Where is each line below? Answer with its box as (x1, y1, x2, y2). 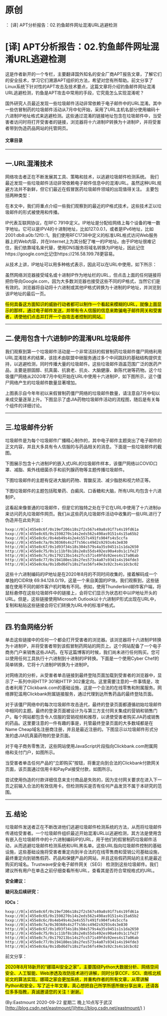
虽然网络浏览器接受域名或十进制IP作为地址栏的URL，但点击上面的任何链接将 (5, 272, 162, 278)
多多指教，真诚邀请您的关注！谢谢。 (9, 989, 83, 995)
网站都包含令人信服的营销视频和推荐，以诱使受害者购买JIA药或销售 (22, 714, 160, 720)
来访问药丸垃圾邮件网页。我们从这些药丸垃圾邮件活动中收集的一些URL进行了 (5, 510, 162, 516)
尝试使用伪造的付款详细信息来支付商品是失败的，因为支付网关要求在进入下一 (5, 777, 162, 783)
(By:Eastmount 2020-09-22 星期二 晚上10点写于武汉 (5, 1000, 113, 1006)
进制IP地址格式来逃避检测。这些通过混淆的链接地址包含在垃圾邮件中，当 (9, 112, 158, 118)
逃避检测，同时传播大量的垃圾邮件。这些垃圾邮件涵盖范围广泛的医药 (18, 361, 158, 367)
